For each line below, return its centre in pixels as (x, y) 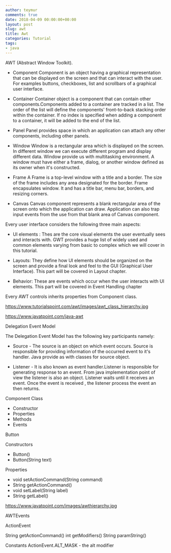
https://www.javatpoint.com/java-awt (44, 316)
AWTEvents (17, 515)
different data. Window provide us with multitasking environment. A (83, 156)
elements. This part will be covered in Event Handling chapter (77, 286)
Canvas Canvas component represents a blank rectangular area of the (87, 203)
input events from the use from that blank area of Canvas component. (86, 214)
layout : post (19, 24)
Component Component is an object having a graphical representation (87, 73)
